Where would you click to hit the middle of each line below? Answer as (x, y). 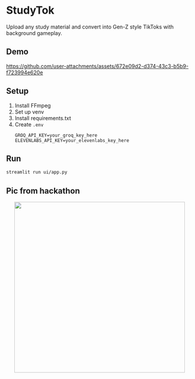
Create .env (29, 124)
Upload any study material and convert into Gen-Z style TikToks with (90, 27)
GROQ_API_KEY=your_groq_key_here (56, 135)
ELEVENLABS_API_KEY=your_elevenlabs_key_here (72, 140)
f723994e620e (25, 72)
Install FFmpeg (33, 105)
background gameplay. (34, 33)
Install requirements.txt (43, 118)
